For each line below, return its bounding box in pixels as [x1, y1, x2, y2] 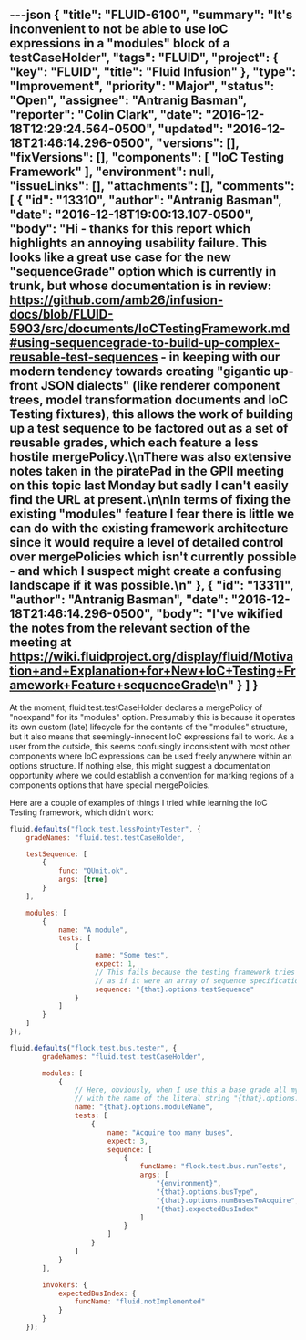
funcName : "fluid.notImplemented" [74, 1297, 206, 1306]
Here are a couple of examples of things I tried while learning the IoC [9, 797, 268, 808]
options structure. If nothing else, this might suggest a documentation [9, 759, 271, 770]
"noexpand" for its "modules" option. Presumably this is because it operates [9, 711, 296, 722]
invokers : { [42, 1280, 88, 1290]
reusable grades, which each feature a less [9, 435, 259, 451]
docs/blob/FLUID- [9, 307, 114, 322]
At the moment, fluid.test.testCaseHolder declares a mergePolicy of [9, 702, 263, 713]
